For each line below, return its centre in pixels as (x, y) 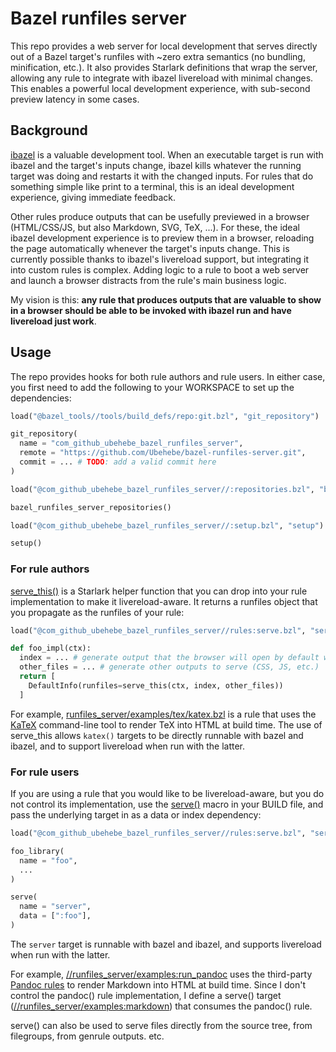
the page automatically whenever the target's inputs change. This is (150, 248)
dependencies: (41, 398)
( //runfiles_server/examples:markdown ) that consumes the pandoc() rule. (161, 1006)
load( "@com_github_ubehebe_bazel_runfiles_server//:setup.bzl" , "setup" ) (167, 525)
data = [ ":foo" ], (55, 916)
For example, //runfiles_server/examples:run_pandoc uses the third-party (161, 974)
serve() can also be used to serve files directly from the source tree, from (161, 1025)
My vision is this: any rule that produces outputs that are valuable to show (166, 299)
